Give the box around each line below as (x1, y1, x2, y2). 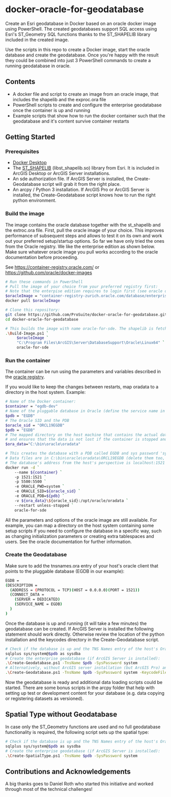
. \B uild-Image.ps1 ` (5, 331, 49, 336)
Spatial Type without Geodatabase (5, 710, 118, 719)
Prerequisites (5, 148, 39, 155)
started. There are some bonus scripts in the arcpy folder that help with (5, 685, 155, 691)
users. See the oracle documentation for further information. (5, 538, 132, 545)
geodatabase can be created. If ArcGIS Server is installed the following (5, 625, 154, 632)
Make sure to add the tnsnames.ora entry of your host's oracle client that (5, 562, 159, 568)
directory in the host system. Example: (5, 389, 86, 395)
